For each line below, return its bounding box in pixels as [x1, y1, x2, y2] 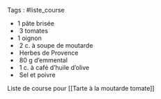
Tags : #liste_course [7, 6, 65, 14]
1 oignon [17, 34, 42, 42]
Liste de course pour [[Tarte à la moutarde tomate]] [7, 84, 155, 92]
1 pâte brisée [17, 19, 54, 27]
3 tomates [19, 27, 49, 35]
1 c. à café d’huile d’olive [19, 64, 89, 71]
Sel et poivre [19, 71, 56, 79]
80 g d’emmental [19, 56, 68, 64]
